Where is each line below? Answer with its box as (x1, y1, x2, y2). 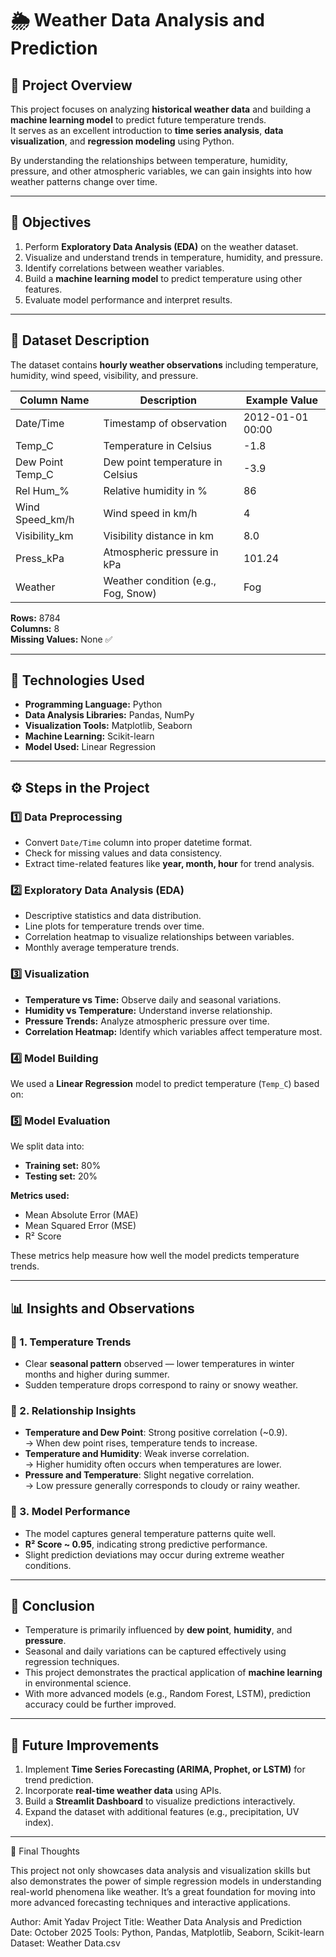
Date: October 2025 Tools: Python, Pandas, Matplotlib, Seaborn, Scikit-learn (10, 1927, 325, 1939)
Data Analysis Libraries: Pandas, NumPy (24, 709, 195, 721)
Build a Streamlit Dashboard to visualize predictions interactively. (24, 1795, 296, 1807)
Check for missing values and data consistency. (24, 847, 223, 859)
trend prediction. (24, 1774, 94, 1786)
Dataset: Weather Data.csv (10, 1937, 121, 1949)
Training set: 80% (24, 1160, 102, 1172)
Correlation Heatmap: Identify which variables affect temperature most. (24, 1025, 323, 1037)
